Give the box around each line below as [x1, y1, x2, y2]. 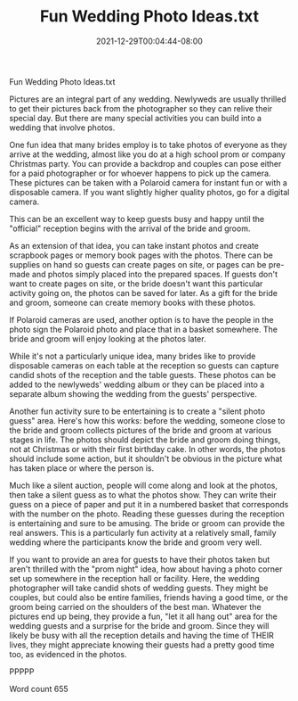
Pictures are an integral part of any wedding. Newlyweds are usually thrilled [9, 94, 286, 104]
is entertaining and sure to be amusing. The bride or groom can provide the [9, 517, 286, 528]
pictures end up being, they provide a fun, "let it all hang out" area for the [9, 611, 278, 622]
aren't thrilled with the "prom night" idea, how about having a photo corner [9, 564, 283, 574]
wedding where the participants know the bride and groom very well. [9, 537, 262, 548]
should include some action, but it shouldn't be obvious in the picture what [9, 453, 283, 464]
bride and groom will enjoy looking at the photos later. [9, 333, 206, 344]
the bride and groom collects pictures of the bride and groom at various [9, 425, 272, 435]
